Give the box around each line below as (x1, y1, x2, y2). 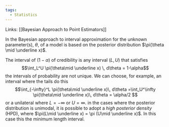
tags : (5, 7, 17, 13)
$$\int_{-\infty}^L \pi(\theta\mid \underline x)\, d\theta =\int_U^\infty (15, 86, 156, 92)
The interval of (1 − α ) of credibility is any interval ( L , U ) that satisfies (5, 57, 148, 63)
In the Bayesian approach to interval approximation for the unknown (5, 36, 147, 42)
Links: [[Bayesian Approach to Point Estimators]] (5, 26, 107, 32)
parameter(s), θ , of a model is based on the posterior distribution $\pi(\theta (5, 41, 164, 47)
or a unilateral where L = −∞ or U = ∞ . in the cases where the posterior (5, 99, 156, 106)
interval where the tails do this (5, 78, 69, 84)
